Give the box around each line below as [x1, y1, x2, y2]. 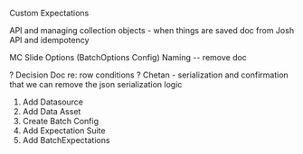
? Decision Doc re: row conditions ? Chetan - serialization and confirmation [9, 69, 289, 80]
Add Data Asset [22, 106, 81, 116]
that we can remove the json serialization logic [9, 79, 183, 89]
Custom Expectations [9, 8, 90, 18]
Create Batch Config [22, 116, 99, 126]
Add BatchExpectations [22, 135, 110, 145]
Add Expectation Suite [22, 125, 106, 136]
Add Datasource [22, 96, 84, 107]
